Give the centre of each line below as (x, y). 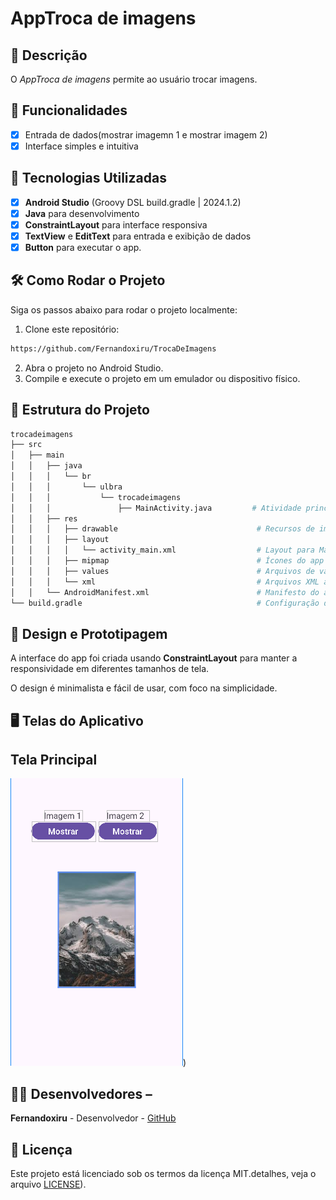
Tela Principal (54, 760)
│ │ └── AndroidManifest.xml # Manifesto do (165, 592)
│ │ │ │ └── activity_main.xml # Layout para (162, 550)
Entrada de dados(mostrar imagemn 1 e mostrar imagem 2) (146, 134)
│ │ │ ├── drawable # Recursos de (162, 529)
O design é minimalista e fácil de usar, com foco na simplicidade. (144, 688)
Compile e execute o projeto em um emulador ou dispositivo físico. (162, 378)
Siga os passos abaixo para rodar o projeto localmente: (124, 309)
